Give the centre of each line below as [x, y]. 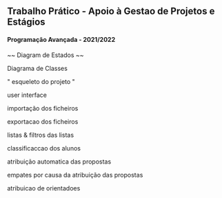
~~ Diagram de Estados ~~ [46, 55]
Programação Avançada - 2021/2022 [61, 39]
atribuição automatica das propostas [59, 162]
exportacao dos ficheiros [43, 121]
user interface [27, 95]
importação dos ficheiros [43, 108]
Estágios [27, 22]
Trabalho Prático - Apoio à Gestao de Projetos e [111, 11]
